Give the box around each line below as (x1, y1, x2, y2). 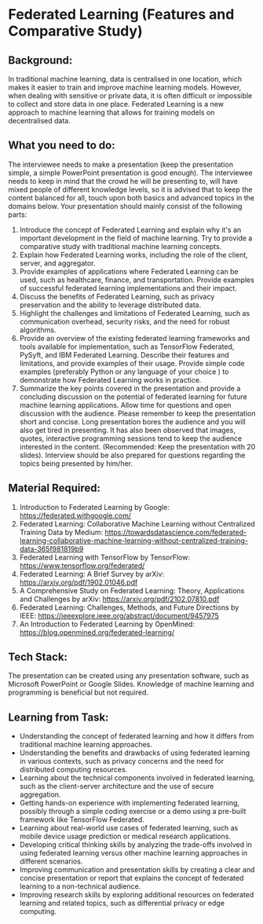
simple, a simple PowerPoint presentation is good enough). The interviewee (8, 167, 253, 178)
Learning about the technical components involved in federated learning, (19, 773, 255, 783)
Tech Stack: (8, 651, 68, 664)
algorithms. (19, 324, 57, 335)
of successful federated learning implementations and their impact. (19, 283, 238, 292)
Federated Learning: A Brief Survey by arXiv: (19, 569, 165, 578)
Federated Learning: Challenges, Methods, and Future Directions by (19, 603, 239, 612)
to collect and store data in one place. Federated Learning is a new (8, 100, 224, 108)
